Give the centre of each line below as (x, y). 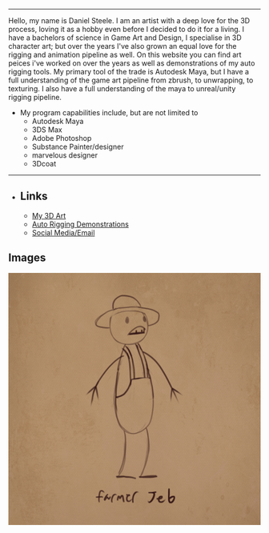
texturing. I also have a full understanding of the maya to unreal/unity (122, 88)
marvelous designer (65, 155)
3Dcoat (44, 164)
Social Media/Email (63, 232)
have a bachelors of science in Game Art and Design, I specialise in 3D (125, 38)
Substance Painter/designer (78, 146)
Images (27, 258)
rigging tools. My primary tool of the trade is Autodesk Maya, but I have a (129, 72)
